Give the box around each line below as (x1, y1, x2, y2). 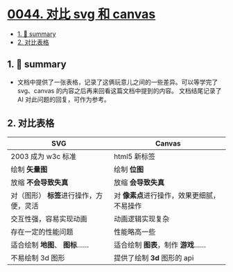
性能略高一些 (114, 227, 156, 237)
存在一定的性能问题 (10, 227, 74, 237)
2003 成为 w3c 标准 (10, 151, 77, 161)
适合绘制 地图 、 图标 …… (10, 240, 89, 250)
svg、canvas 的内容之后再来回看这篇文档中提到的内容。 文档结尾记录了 (17, 86, 222, 94)
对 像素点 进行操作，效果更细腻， (114, 190, 221, 200)
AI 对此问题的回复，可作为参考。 (17, 95, 111, 103)
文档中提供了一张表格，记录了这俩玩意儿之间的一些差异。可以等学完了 (17, 78, 218, 86)
